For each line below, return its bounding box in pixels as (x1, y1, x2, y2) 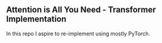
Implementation (6, 14, 67, 24)
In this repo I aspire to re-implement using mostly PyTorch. (6, 30, 151, 37)
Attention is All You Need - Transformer (6, 5, 157, 15)
